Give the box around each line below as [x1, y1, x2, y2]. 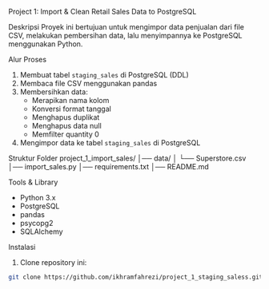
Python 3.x [19, 193, 56, 202]
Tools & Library [8, 177, 58, 187]
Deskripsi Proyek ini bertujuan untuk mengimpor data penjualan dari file [8, 22, 245, 31]
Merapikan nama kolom [31, 96, 110, 105]
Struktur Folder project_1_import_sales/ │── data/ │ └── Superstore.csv [8, 153, 247, 163]
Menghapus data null [31, 121, 102, 130]
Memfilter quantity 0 [31, 129, 100, 139]
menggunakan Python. [8, 39, 83, 49]
